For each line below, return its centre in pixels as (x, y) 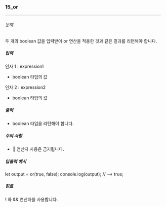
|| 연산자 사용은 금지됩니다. (38, 149)
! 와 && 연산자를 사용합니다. (32, 200)
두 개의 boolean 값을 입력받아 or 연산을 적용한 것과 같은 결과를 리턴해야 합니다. (81, 41)
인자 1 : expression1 (24, 66)
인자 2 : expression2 (25, 87)
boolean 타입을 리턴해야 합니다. (43, 124)
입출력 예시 (16, 161)
